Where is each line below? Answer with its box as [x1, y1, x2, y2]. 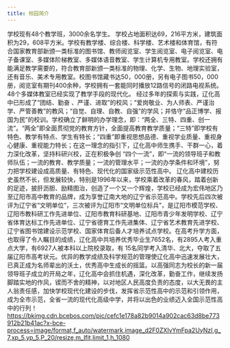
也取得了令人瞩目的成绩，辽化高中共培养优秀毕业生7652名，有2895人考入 [7, 235, 216, 243]
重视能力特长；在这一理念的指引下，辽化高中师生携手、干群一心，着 [30, 141, 223, 149]
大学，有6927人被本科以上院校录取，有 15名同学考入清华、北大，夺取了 [12, 244, 216, 252]
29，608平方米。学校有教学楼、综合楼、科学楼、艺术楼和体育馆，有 [18, 38, 212, 47]
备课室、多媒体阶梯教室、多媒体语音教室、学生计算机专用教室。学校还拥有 [12, 55, 223, 64]
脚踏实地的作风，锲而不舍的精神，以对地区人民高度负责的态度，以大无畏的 [7, 278, 217, 286]
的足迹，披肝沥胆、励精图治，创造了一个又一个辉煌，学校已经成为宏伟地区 [7, 184, 217, 192]
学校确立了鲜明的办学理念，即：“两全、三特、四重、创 [51, 115, 205, 123]
